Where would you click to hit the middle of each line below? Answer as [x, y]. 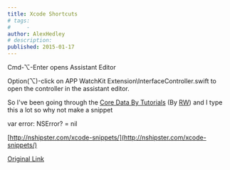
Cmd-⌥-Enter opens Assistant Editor [62, 67]
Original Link [26, 159]
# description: [30, 41]
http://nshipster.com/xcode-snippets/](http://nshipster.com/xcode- [108, 137]
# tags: [19, 21]
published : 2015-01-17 [41, 47]
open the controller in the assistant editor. [68, 89]
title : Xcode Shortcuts [43, 14]
